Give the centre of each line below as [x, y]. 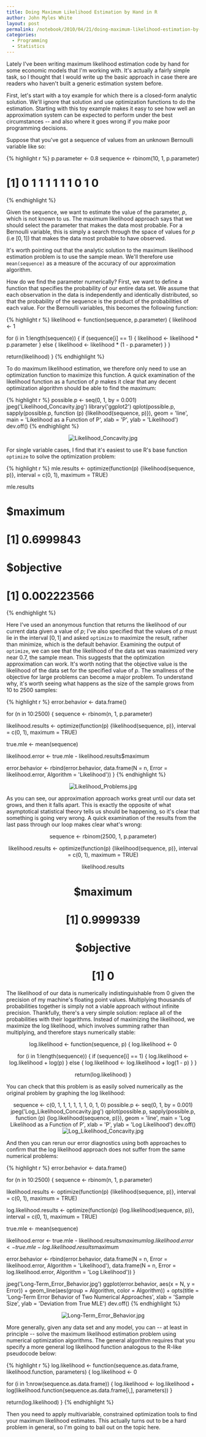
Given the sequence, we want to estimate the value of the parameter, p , [97, 212]
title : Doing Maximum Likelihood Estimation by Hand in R [82, 12]
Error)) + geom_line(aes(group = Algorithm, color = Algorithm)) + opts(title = [103, 1290]
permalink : [20, 29]
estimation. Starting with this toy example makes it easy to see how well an [101, 108]
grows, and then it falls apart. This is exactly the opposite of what [89, 805]
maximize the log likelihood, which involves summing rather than [88, 1026]
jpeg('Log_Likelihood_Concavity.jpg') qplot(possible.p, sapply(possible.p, [103, 1111]
